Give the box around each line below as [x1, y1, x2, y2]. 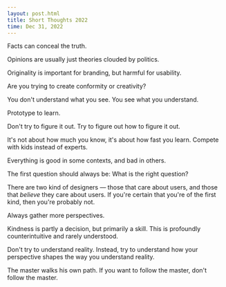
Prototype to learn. [7, 109, 61, 118]
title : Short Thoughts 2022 [7, 17, 88, 24]
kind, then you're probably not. [7, 198, 95, 206]
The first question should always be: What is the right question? [7, 170, 189, 178]
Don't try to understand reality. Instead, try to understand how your [7, 246, 198, 254]
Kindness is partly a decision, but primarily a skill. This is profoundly [7, 225, 201, 233]
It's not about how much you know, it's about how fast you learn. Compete [7, 136, 219, 144]
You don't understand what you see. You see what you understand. [7, 95, 199, 104]
